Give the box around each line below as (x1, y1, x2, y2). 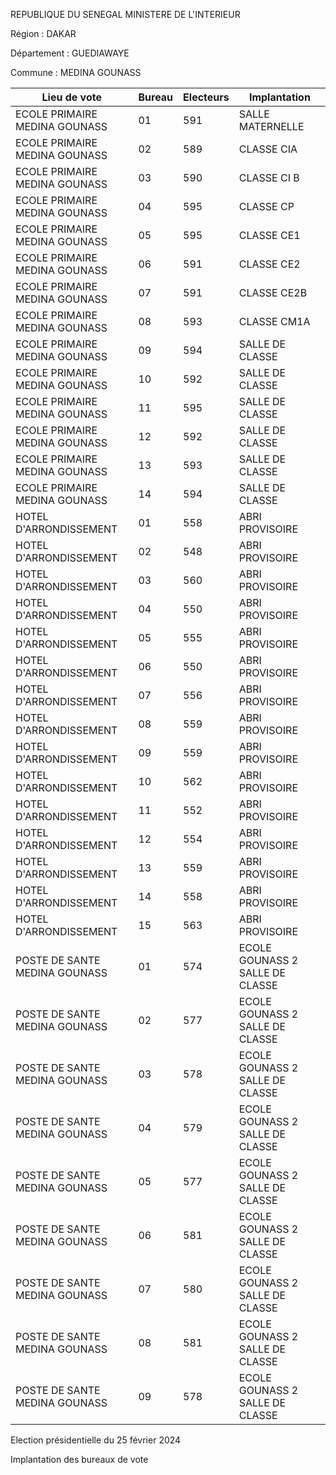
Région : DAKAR (10, 28, 77, 39)
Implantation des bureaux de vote (10, 1454, 149, 1465)
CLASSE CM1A (238, 315, 311, 328)
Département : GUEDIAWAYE (10, 47, 130, 59)
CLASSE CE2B (238, 286, 308, 299)
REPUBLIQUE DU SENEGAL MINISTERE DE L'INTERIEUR (10, 9, 241, 20)
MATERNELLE (238, 120, 305, 133)
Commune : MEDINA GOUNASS (10, 67, 142, 78)
